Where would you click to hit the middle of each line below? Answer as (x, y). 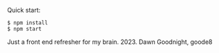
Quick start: (24, 10)
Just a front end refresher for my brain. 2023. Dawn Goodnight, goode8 (110, 42)
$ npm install (28, 23)
